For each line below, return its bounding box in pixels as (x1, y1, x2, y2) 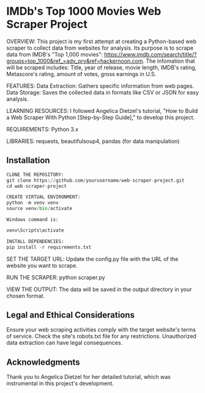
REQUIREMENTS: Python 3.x (6, 125, 78, 133)
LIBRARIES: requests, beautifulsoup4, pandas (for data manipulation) (6, 137, 180, 145)
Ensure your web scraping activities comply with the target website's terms (6, 326, 196, 333)
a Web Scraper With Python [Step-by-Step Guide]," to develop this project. (6, 114, 195, 121)
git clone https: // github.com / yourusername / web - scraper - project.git (6, 177, 185, 184)
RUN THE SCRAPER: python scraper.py (6, 273, 105, 281)
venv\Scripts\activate (6, 227, 64, 233)
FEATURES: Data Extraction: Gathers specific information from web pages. (6, 82, 195, 90)
